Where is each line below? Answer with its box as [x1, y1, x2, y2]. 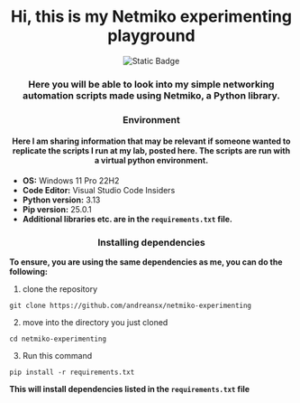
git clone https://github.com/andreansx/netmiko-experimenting [9, 301, 252, 311]
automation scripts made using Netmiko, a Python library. [22, 89, 281, 101]
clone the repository [22, 284, 98, 295]
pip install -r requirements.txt [9, 368, 135, 377]
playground [107, 25, 195, 46]
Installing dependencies [97, 236, 205, 248]
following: [9, 267, 48, 277]
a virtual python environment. [94, 155, 209, 166]
